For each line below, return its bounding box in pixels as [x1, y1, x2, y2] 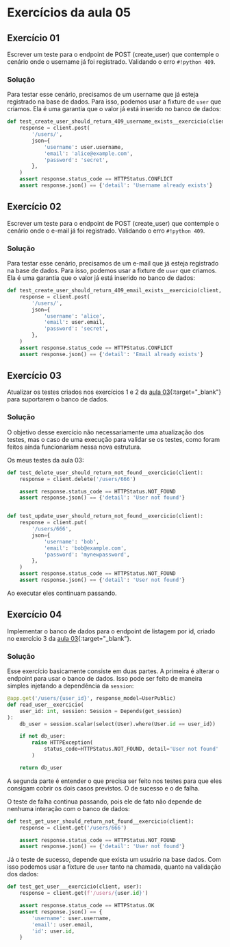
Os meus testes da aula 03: [7, 456, 84, 464]
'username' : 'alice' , [43, 312, 106, 320]
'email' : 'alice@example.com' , [43, 150, 133, 157]
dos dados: [7, 870, 39, 878]
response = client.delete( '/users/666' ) [19, 476, 136, 482]
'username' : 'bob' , [43, 538, 99, 545]
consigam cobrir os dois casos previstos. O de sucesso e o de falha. [7, 784, 200, 792]
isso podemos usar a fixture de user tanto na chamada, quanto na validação [7, 863, 221, 871]
